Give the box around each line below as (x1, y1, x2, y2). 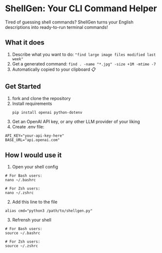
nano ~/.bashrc (5, 178, 36, 183)
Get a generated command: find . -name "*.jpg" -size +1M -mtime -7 (12, 61, 156, 66)
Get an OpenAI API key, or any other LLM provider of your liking (12, 119, 140, 125)
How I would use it (5, 151, 62, 159)
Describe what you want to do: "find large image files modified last (12, 51, 156, 57)
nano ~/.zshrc (5, 190, 34, 195)
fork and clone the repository (12, 95, 71, 101)
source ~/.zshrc (5, 244, 38, 249)
